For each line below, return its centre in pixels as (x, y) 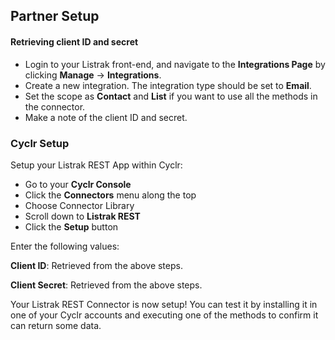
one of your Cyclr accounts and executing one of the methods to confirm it (164, 315)
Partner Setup (55, 16)
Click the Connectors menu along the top (110, 195)
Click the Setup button (71, 226)
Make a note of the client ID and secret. (106, 117)
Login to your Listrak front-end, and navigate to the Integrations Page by (175, 64)
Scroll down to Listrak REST (82, 216)
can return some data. (56, 325)
